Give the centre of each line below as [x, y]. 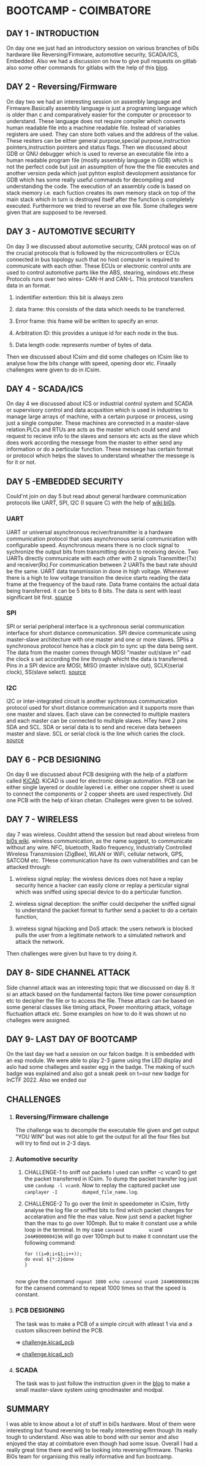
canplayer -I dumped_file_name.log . [81, 1192]
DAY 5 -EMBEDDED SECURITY [65, 481]
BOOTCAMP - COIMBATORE [79, 11]
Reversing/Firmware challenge [62, 1117]
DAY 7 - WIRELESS [42, 820]
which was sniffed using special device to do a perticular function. [99, 892]
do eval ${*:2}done [49, 1259]
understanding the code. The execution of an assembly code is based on [99, 186]
